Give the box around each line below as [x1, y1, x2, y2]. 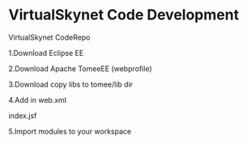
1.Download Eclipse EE [8, 48, 84, 57]
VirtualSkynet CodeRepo [8, 32, 91, 42]
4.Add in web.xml [8, 95, 67, 104]
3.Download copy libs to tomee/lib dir [8, 79, 134, 89]
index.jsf [8, 111, 37, 121]
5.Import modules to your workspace [8, 126, 132, 136]
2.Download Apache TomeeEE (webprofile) [8, 63, 152, 74]
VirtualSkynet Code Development [8, 6, 240, 24]
